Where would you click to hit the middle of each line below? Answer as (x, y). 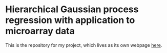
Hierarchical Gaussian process (72, 9)
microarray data (40, 31)
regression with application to (70, 20)
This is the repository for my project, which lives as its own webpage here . (84, 45)
